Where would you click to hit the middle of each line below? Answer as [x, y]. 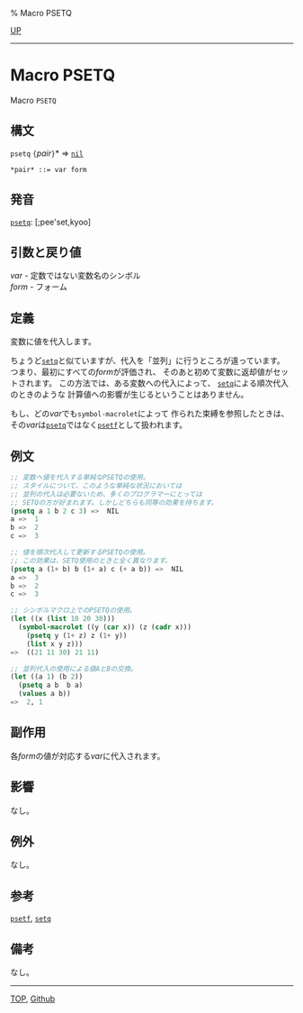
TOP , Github [33, 999]
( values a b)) [45, 694]
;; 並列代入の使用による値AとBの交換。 [74, 669]
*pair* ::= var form [49, 169]
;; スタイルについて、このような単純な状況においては [96, 486]
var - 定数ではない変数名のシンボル [76, 276]
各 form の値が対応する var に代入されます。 [88, 755]
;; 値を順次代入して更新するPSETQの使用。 [80, 552]
